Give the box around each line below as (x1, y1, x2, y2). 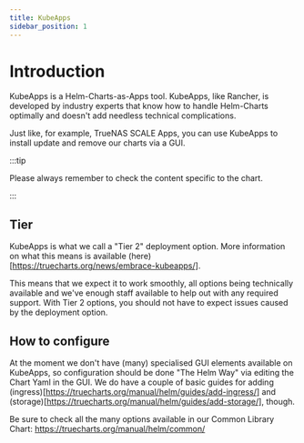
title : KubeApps (9, 13, 71, 23)
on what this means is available (9, 251, 127, 262)
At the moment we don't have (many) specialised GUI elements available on (9, 357, 293, 368)
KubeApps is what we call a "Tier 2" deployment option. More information (9, 241, 286, 252)
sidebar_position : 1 (9, 22, 88, 31)
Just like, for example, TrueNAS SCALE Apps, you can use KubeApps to (9, 128, 279, 139)
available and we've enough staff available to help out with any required (9, 287, 279, 298)
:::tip (9, 156, 26, 166)
